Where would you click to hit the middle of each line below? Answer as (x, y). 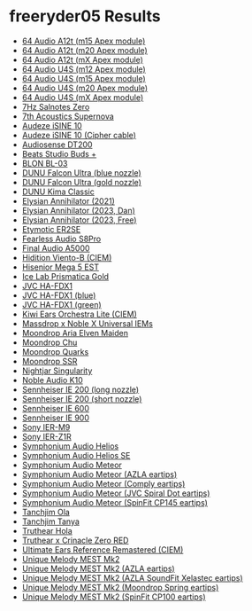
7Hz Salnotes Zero (56, 106)
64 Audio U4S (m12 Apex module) (84, 69)
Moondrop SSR (50, 361)
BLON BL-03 (45, 163)
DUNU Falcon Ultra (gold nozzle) (81, 182)
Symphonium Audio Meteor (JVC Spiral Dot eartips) (116, 493)
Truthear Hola (47, 530)
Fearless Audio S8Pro (61, 239)
